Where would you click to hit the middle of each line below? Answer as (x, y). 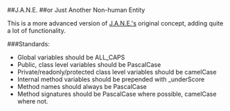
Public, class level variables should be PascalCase (89, 64)
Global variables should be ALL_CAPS (71, 57)
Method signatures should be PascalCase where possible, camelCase (117, 94)
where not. (33, 101)
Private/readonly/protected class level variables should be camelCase (117, 72)
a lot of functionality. (36, 31)
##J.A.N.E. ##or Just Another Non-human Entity (76, 10)
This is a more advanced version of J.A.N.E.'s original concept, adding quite (115, 23)
